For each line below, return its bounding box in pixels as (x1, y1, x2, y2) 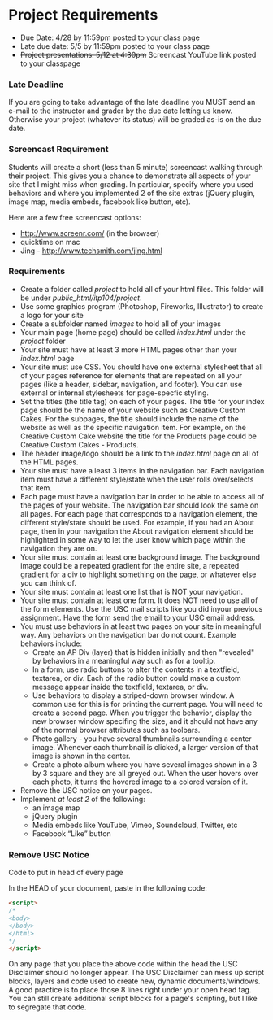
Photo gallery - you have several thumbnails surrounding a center (32, 734, 252, 743)
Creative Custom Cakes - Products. (19, 439, 140, 449)
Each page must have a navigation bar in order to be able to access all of (19, 491, 265, 501)
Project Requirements (8, 6, 158, 24)
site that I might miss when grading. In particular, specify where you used (8, 179, 254, 189)
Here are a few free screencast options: (8, 212, 142, 222)
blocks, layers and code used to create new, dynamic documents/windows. (8, 976, 261, 986)
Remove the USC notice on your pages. (19, 785, 153, 795)
